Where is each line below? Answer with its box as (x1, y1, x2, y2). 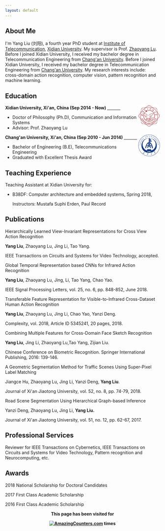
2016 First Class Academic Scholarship (5, 501, 84, 507)
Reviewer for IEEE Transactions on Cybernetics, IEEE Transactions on (5, 444, 145, 450)
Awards (5, 469, 29, 478)
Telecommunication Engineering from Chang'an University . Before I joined (5, 57, 155, 63)
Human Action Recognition (5, 301, 59, 307)
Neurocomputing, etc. (5, 455, 50, 460)
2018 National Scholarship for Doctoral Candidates (5, 482, 108, 488)
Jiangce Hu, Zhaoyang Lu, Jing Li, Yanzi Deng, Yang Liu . (5, 379, 120, 385)
